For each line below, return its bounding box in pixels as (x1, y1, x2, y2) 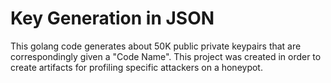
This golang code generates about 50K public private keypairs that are (10, 40, 302, 52)
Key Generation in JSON (10, 7, 215, 30)
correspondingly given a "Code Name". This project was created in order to (10, 50, 322, 62)
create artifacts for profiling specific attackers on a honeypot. (10, 61, 263, 73)
